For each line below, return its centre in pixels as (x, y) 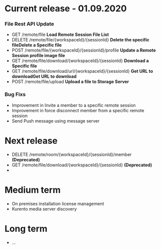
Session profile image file (38, 56)
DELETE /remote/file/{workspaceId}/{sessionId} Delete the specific (80, 40)
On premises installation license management (58, 203)
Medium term (33, 190)
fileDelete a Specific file (37, 45)
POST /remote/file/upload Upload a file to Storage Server (70, 82)
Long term (26, 229)
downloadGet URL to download (44, 76)
